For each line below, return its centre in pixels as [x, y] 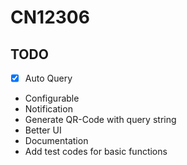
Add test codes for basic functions [96, 152]
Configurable [52, 98]
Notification [48, 109]
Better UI [43, 130]
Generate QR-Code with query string [100, 120]
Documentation [56, 141]
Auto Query [48, 78]
